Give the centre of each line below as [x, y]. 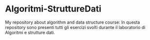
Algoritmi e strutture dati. [30, 32]
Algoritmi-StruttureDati [53, 9]
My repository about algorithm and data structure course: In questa [73, 22]
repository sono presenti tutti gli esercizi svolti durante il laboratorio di [75, 27]
